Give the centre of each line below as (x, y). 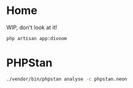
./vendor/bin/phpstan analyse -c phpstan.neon (67, 79)
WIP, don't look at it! (32, 27)
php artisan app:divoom (37, 38)
